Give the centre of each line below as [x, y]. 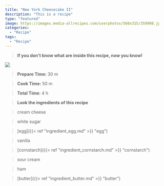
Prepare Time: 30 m [38, 74]
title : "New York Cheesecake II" [39, 10]
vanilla [23, 140]
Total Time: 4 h [33, 93]
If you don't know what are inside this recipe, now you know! [80, 55]
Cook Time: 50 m [35, 83]
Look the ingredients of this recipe [52, 102]
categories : [17, 28]
